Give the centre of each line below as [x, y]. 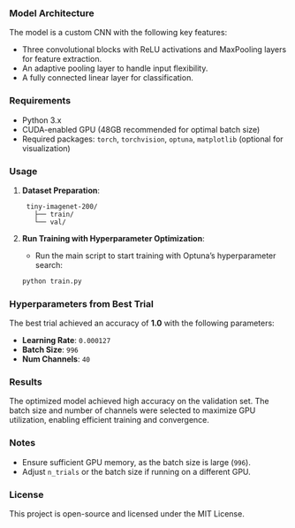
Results [26, 381]
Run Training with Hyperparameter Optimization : [113, 238]
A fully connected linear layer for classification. [108, 78]
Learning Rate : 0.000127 [66, 341]
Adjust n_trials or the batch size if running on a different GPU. [136, 471]
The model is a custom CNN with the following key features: [118, 33]
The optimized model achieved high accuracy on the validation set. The [139, 402]
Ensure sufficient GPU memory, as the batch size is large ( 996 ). [136, 462]
